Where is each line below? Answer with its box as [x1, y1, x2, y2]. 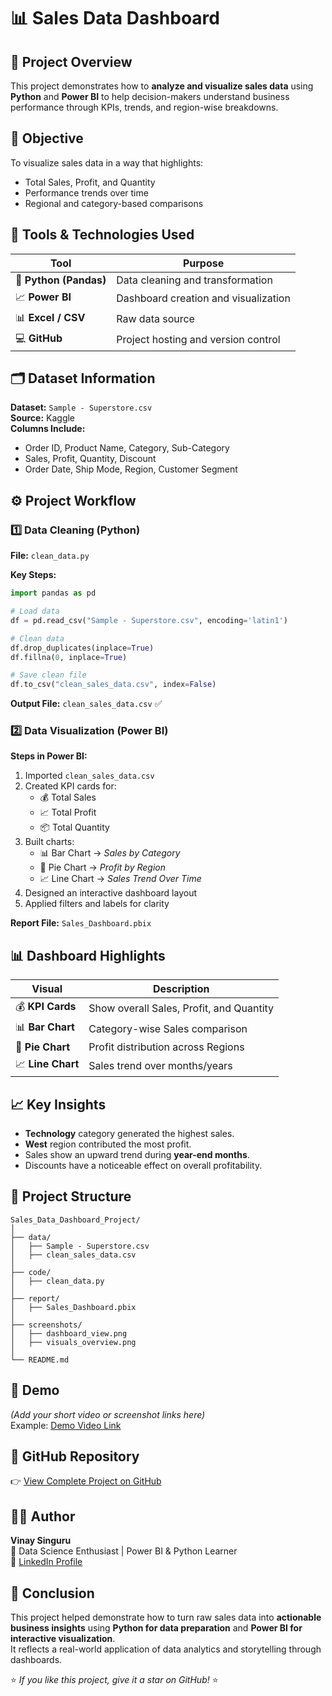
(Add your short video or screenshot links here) [10, 1408, 206, 1420]
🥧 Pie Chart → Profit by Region [39, 861, 167, 874]
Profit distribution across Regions [88, 1040, 245, 1054]
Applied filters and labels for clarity [24, 898, 170, 910]
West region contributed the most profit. [24, 1138, 192, 1150]
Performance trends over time [24, 186, 149, 199]
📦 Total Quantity [39, 821, 110, 834]
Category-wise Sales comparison [88, 1021, 248, 1035]
